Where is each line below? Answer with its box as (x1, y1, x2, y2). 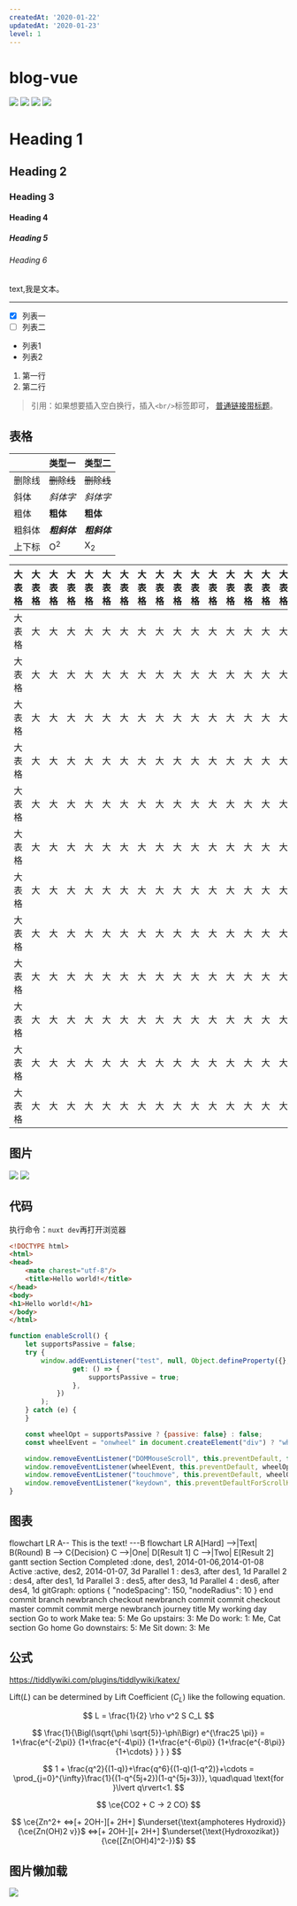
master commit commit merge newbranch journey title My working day (9, 1603, 268, 1614)
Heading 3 (9, 190, 55, 203)
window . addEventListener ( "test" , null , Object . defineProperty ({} (41, 1356, 287, 1365)
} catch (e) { (25, 1406, 77, 1415)
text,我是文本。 (9, 283, 65, 294)
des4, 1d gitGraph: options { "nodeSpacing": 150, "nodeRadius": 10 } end (9, 1585, 274, 1595)
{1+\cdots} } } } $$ (115, 1747, 182, 1757)
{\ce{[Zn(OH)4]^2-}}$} (101, 1835, 184, 1846)
